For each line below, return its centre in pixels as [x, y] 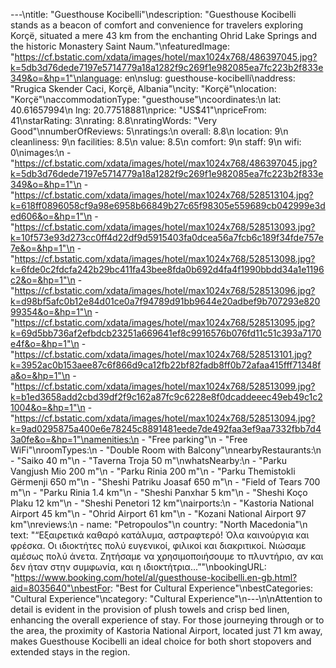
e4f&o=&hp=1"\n [45, 343]
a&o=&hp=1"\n [40, 375]
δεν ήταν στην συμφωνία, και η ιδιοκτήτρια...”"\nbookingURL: [138, 567]
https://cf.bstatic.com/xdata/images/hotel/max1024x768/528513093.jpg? [165, 227]
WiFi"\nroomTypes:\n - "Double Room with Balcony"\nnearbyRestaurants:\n [166, 450]
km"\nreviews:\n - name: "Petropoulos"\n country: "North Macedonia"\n [159, 524]
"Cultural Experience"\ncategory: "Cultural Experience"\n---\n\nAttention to [166, 598]
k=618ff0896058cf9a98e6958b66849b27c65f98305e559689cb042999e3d [168, 205]
